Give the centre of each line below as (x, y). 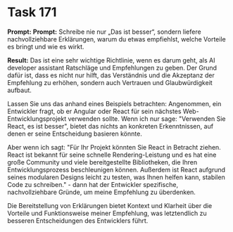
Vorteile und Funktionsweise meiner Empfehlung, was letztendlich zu (107, 213)
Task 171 (32, 12)
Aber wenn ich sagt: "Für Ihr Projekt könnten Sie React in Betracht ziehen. (114, 147)
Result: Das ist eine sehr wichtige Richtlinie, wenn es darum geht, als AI (111, 60)
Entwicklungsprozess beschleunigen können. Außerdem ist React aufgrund (116, 169)
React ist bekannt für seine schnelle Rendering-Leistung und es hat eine (112, 155)
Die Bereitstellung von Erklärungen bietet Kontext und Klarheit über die (110, 205)
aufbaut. (19, 90)
